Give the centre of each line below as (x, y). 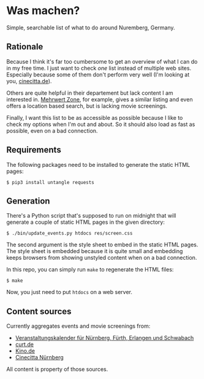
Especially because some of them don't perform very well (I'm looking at (98, 75)
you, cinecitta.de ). (29, 81)
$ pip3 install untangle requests (51, 182)
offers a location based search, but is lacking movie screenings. (87, 106)
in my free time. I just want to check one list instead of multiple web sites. (99, 68)
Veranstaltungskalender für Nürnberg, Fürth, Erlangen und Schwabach (104, 338)
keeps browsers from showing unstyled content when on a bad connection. (102, 258)
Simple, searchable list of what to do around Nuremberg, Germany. (91, 28)
